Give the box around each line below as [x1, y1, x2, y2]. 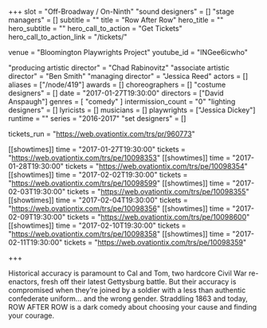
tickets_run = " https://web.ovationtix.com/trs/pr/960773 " [8, 129, 195, 139]
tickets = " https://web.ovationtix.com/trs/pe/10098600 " [67, 213, 250, 221]
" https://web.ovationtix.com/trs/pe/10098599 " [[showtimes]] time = [8, 178, 231, 188]
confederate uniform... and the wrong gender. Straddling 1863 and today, [8, 294, 249, 303]
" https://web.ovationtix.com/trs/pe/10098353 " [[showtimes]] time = [8, 153, 231, 162]
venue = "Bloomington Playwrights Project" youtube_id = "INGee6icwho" [8, 48, 249, 57]
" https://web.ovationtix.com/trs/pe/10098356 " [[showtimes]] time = [8, 204, 231, 213]
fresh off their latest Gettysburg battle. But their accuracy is [41, 277, 237, 286]
